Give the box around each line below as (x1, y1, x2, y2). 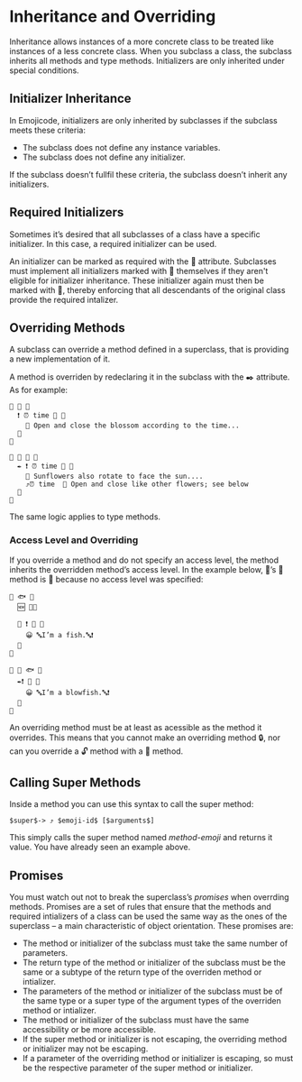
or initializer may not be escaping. (22, 1043, 149, 1054)
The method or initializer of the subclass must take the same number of (22, 938, 288, 949)
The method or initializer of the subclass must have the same (22, 1014, 250, 1025)
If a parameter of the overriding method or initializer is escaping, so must (22, 1053, 294, 1064)
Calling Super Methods (9, 775, 142, 791)
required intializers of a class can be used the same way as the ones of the (9, 911, 288, 922)
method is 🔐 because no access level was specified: (9, 573, 204, 584)
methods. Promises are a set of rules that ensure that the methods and (9, 902, 272, 912)
